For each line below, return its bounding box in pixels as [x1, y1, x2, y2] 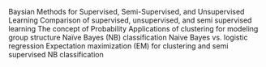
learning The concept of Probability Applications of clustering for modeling [8, 24, 259, 33]
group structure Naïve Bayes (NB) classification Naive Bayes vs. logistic [8, 32, 248, 42]
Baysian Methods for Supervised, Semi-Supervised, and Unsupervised [8, 7, 245, 16]
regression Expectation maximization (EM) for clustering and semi [8, 41, 229, 51]
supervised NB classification [8, 50, 104, 59]
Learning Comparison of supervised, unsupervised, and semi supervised [8, 15, 252, 25]
